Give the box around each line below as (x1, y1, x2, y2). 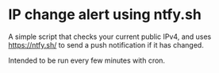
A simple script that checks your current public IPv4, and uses (8, 32, 212, 41)
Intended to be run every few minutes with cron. (8, 56, 165, 65)
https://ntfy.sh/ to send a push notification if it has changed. (8, 40, 204, 49)
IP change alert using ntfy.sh (8, 6, 202, 24)
